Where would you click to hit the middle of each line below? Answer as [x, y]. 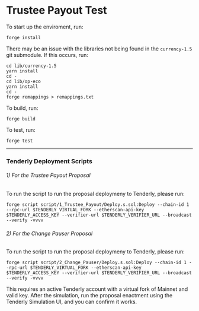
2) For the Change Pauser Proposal [49, 233]
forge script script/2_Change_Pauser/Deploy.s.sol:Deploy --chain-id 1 [96, 263]
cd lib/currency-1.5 [32, 66]
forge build [21, 119]
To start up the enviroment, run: [45, 27]
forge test [20, 141]
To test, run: [21, 130]
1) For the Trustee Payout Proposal [48, 175]
